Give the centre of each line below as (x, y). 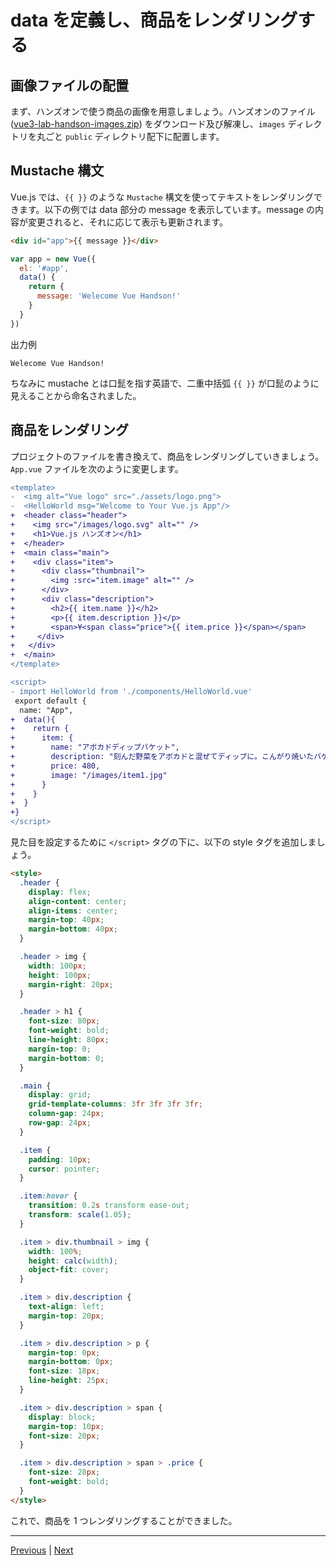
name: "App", (46, 710)
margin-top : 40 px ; (66, 920)
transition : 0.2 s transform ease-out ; (109, 1206)
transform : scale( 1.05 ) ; (80, 1215)
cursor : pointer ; (64, 1169)
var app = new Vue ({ (53, 259)
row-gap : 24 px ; (60, 1123)
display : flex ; (60, 892)
